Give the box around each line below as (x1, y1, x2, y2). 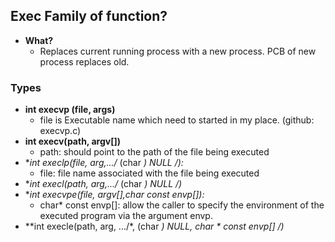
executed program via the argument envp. (39, 210, 213, 222)
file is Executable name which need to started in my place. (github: (39, 114, 315, 126)
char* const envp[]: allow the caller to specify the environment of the (39, 199, 325, 211)
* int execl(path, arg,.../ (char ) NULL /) (24, 178, 183, 190)
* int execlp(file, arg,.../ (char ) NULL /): (24, 157, 184, 169)
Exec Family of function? (10, 8, 168, 25)
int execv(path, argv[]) (24, 135, 121, 148)
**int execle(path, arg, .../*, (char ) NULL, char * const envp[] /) (24, 220, 285, 233)
